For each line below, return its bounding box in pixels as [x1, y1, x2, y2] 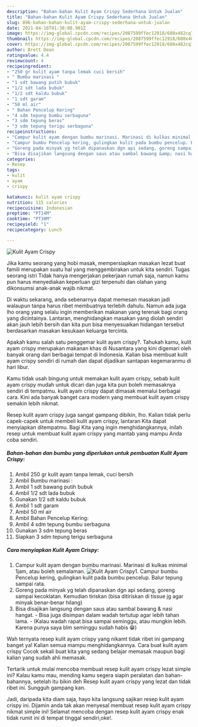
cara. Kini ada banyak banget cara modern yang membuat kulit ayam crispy [6, 393, 190, 400]
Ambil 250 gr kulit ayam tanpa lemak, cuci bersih [15, 471, 134, 478]
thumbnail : [6, 36, 33, 42]
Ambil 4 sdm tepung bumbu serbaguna [15, 521, 110, 528]
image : [6, 31, 23, 36]
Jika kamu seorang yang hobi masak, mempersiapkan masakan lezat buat [6, 259, 186, 266]
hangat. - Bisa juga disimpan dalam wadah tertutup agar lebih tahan [15, 611, 180, 618]
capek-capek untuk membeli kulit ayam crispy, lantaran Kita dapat [6, 417, 167, 424]
